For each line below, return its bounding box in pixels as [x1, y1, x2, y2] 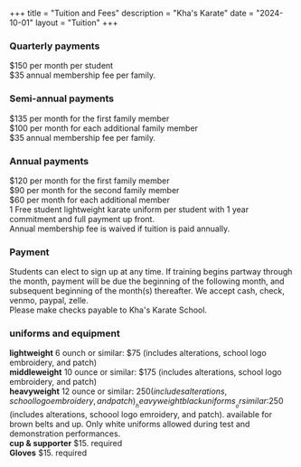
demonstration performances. [9, 428, 121, 439]
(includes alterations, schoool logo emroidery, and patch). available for [9, 408, 273, 419]
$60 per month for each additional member [9, 194, 170, 205]
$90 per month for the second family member [9, 184, 180, 195]
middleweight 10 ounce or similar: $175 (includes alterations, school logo [9, 367, 282, 378]
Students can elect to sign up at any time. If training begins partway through [9, 266, 293, 277]
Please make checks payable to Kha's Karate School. [9, 304, 208, 315]
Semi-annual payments [9, 92, 115, 105]
